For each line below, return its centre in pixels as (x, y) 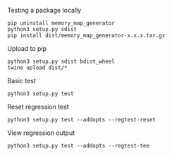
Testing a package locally (44, 10)
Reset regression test (38, 107)
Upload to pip (27, 48)
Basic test (22, 81)
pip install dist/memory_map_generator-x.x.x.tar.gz (86, 35)
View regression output (41, 133)
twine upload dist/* (38, 68)
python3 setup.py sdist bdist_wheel (61, 61)
